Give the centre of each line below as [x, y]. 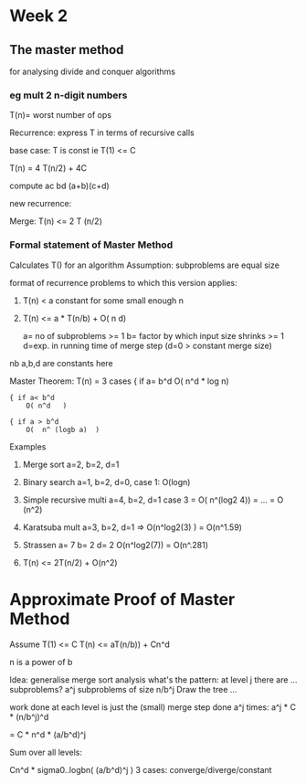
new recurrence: [41, 204]
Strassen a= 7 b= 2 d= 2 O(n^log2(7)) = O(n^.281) [115, 545]
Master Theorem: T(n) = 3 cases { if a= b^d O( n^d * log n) [120, 381]
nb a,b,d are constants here [62, 363]
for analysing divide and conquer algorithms [93, 71]
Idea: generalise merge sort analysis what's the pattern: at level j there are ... [153, 679]
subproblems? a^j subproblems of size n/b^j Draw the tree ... [123, 689]
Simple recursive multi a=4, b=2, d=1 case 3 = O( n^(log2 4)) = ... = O [153, 500]
